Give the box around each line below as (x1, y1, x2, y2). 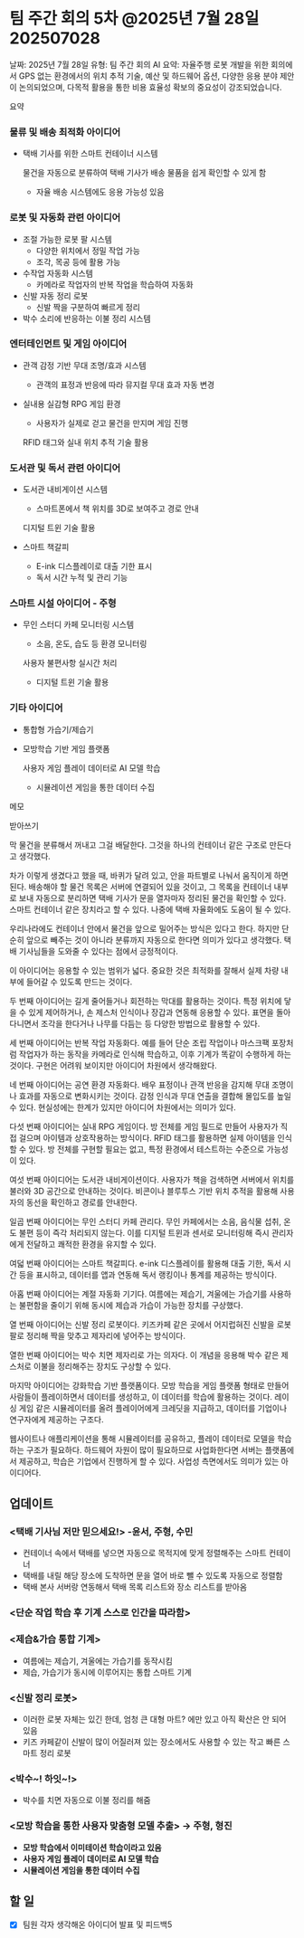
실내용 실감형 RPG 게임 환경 (22, 398, 121, 409)
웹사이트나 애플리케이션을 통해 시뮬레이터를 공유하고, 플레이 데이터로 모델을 (9, 1433, 276, 1444)
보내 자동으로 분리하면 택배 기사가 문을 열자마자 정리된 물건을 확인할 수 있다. (18, 892, 287, 903)
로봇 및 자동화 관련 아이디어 (9, 212, 121, 224)
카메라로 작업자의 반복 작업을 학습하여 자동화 (35, 279, 194, 290)
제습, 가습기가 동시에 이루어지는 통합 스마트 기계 (22, 1667, 192, 1677)
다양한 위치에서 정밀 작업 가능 (35, 245, 140, 256)
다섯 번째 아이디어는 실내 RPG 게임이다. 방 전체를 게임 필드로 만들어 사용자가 (9, 1121, 279, 1132)
